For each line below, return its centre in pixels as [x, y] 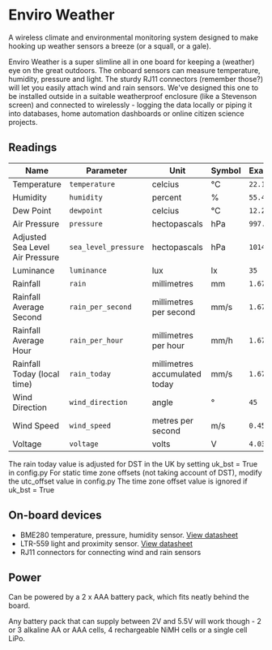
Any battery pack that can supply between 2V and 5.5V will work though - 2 [135, 622]
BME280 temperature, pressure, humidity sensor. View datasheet [129, 535]
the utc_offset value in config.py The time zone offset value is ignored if [128, 481]
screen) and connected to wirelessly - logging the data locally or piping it [130, 105]
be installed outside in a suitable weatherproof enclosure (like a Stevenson [133, 96]
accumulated [176, 373]
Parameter [107, 170]
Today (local [36, 373]
